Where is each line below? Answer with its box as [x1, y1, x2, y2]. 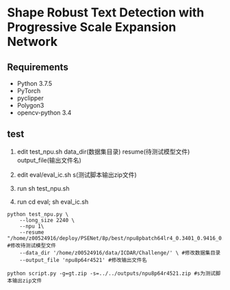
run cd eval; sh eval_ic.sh [16, 197, 89, 206]
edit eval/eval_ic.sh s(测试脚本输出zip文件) [16, 170, 137, 179]
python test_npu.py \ [7, 210, 69, 217]
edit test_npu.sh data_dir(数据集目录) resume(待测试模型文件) [16, 147, 190, 156]
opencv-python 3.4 [16, 108, 72, 117]
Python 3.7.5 [16, 80, 53, 87]
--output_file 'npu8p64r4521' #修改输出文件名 [19, 256, 147, 263]
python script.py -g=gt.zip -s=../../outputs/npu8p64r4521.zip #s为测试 [7, 269, 216, 277]
